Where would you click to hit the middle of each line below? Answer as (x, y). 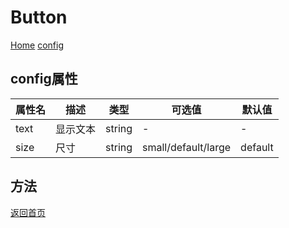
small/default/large (187, 147)
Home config (37, 45)
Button (39, 17)
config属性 (44, 79)
